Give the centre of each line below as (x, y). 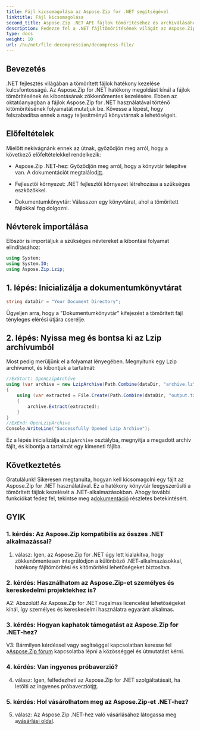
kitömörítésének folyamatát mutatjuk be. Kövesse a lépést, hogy (85, 108)
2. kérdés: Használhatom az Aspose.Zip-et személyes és (90, 582)
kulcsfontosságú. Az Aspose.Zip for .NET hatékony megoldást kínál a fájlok (98, 89)
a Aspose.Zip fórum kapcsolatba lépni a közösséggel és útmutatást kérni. (95, 651)
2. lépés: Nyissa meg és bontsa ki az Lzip (84, 338)
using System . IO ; (28, 264)
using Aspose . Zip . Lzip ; (36, 269)
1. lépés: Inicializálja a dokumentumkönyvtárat (94, 288)
